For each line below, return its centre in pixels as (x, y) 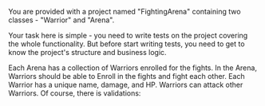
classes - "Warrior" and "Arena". (61, 20)
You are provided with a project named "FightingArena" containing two (125, 12)
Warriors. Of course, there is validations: (75, 93)
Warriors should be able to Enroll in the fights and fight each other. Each (127, 76)
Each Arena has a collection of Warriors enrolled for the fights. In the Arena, (133, 68)
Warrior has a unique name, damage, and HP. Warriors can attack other (126, 84)
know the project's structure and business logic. (87, 52)
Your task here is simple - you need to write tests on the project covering (128, 35)
